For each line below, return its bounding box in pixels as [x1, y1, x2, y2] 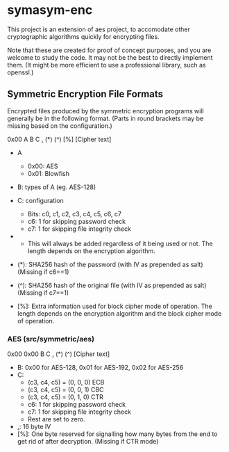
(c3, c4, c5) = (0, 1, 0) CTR [27, 393, 104, 401]
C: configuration [17, 196, 64, 204]
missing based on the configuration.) [7, 121, 112, 130]
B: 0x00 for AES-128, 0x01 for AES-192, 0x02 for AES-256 [17, 364, 184, 372]
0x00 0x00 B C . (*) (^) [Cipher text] [7, 350, 110, 358]
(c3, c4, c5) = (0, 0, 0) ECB [27, 378, 105, 387]
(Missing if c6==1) [17, 267, 69, 276]
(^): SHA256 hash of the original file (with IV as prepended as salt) [17, 281, 207, 289]
